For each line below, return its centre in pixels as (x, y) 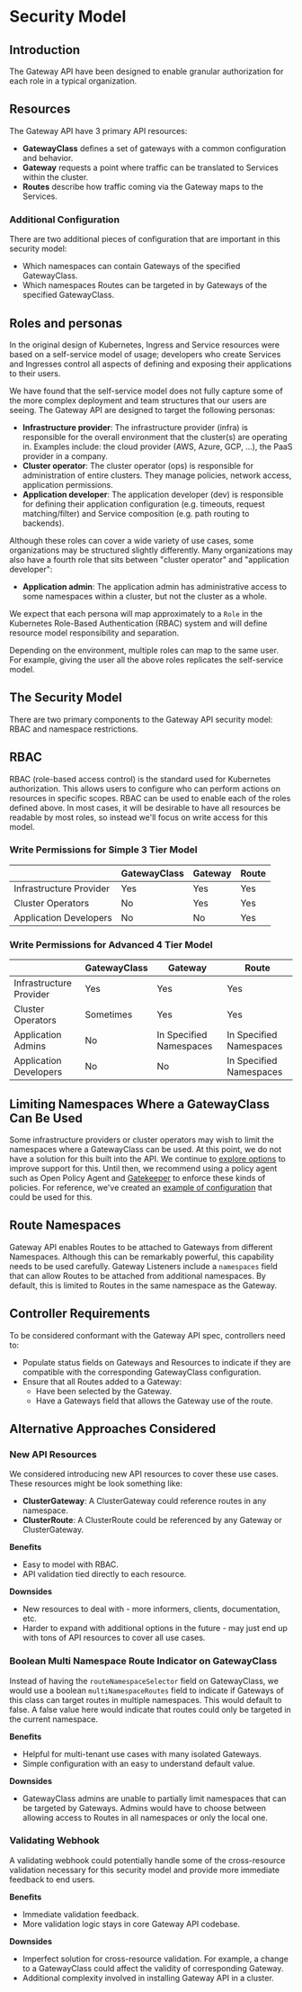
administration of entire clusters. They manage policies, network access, (157, 475)
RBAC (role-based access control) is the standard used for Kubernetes (140, 779)
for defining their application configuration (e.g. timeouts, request (143, 504)
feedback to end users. (53, 1879)
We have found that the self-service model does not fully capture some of (146, 391)
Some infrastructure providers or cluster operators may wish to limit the (142, 1140)
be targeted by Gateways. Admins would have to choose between (144, 1807)
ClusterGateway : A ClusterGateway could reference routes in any (144, 1501)
